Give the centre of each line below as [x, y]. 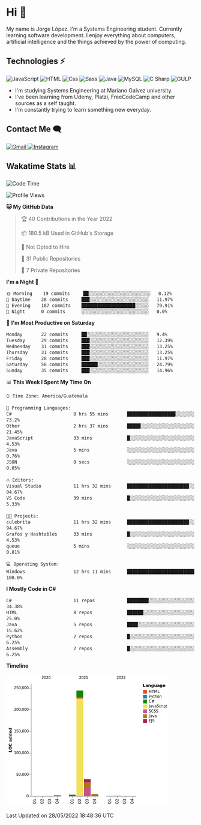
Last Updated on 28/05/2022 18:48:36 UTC [60, 815]
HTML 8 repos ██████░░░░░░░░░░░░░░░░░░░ [100, 613]
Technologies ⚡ [36, 62]
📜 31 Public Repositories [51, 259]
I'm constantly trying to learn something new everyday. [83, 109]
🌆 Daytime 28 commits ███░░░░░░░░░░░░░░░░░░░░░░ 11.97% [89, 300]
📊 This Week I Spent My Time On [49, 382]
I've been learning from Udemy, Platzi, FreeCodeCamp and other [95, 97]
